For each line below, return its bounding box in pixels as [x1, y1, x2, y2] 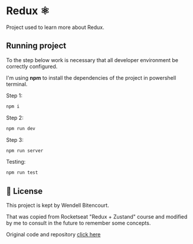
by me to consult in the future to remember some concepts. [6, 220, 151, 227]
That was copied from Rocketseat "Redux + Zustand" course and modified [6, 213, 188, 220]
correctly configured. [6, 63, 58, 70]
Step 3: [6, 136, 24, 143]
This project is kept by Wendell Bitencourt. [6, 202, 109, 209]
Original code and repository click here [6, 231, 101, 238]
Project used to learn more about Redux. [6, 24, 104, 31]
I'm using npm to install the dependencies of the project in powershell [6, 74, 176, 81]
